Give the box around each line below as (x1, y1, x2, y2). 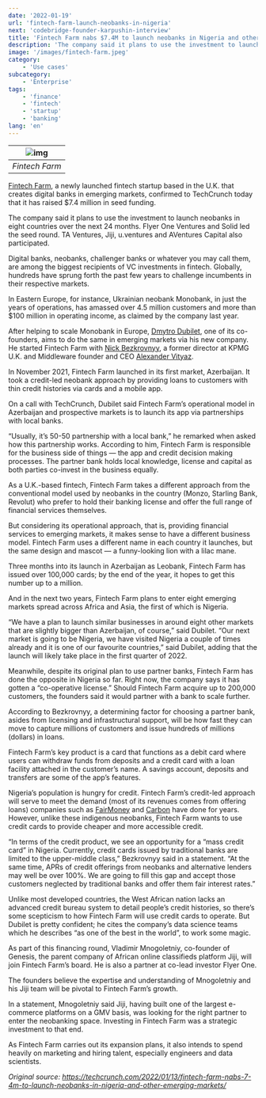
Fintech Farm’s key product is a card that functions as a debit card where (8, 747, 247, 757)
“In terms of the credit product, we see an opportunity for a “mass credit (8, 837, 244, 846)
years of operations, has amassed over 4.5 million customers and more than (8, 302, 256, 312)
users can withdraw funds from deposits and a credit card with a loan (8, 755, 235, 765)
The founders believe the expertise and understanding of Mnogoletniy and (8, 975, 251, 985)
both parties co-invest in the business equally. (8, 465, 159, 474)
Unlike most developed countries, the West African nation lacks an (8, 894, 226, 903)
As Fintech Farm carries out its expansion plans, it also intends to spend (8, 1039, 243, 1049)
